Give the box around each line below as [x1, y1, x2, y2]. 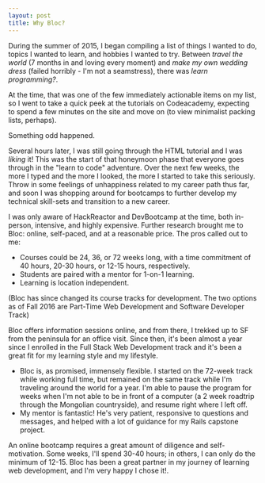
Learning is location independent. [19, 278, 129, 287]
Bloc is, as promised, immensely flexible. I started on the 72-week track [19, 366, 253, 375]
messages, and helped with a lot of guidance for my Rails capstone [19, 416, 239, 426]
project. [19, 425, 45, 435]
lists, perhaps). [8, 115, 57, 125]
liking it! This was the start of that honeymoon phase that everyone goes [8, 154, 244, 163]
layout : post [8, 11, 51, 20]
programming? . [8, 75, 59, 84]
